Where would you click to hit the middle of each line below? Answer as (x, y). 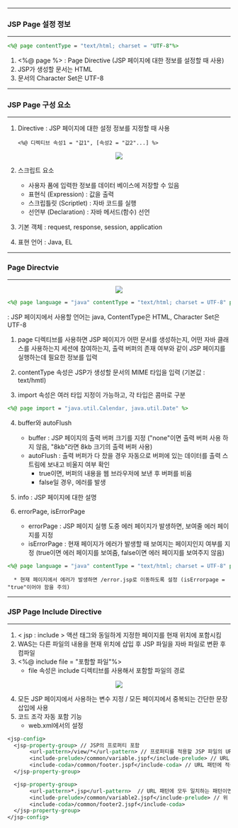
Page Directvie (33, 268)
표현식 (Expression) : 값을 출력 (71, 194)
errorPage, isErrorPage (51, 511)
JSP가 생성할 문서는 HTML (55, 69)
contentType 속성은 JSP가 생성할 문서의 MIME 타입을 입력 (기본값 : (111, 372)
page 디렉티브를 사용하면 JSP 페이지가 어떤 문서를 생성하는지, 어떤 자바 (117, 339)
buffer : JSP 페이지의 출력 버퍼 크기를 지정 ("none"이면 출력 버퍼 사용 (125, 437)
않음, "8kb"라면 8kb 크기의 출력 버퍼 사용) (94, 447)
